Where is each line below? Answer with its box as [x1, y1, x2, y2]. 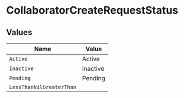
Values [6, 27, 33, 37]
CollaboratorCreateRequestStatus [6, 4, 179, 17]
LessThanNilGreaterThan [9, 84, 77, 90]
